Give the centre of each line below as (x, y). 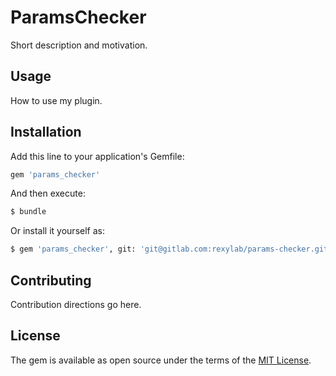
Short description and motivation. (79, 45)
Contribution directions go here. (76, 304)
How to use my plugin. (56, 100)
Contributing (51, 280)
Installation (46, 132)
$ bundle (28, 212)
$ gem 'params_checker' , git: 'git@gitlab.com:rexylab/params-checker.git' (171, 249)
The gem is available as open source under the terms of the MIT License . (161, 360)
